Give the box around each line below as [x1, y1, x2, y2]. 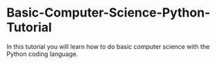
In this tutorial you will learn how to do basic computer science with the [6, 42, 210, 50]
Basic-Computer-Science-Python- [6, 5, 211, 21]
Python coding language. [6, 50, 78, 58]
